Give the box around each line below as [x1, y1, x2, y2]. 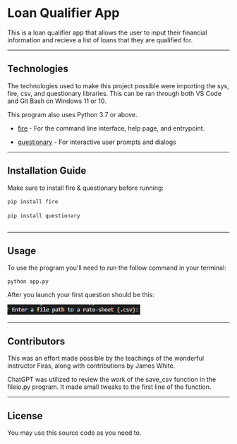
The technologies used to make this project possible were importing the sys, [7, 81, 229, 90]
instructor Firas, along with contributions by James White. [7, 361, 176, 370]
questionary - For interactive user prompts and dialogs [17, 138, 176, 146]
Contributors [7, 335, 66, 347]
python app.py [7, 278, 49, 285]
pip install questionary [7, 212, 80, 220]
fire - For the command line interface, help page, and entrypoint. [17, 124, 205, 132]
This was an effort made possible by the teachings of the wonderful [7, 354, 205, 363]
